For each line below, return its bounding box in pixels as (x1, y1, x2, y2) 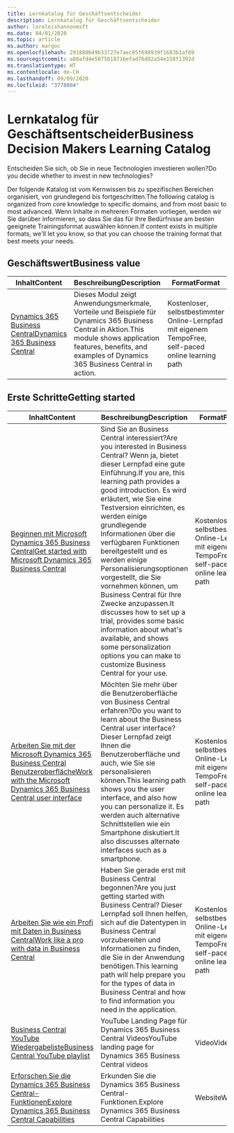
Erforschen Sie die (10, 1071, 71, 1081)
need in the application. (100, 1005, 178, 1014)
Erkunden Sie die (100, 1071, 157, 1081)
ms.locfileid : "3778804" (7, 82, 79, 89)
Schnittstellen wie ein (100, 819, 171, 828)
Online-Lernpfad (167, 316, 223, 325)
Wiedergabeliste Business (10, 1042, 94, 1051)
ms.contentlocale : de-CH (7, 68, 79, 75)
